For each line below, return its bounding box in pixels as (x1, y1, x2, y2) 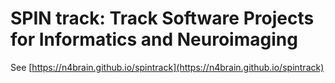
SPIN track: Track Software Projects (10, 7, 315, 30)
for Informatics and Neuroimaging (10, 28, 298, 51)
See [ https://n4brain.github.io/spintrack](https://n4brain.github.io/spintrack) (10, 61, 325, 73)
